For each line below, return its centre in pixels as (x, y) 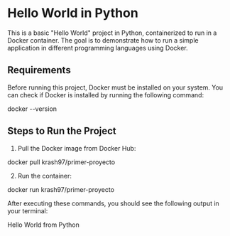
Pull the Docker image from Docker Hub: (77, 148)
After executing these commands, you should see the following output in (114, 203)
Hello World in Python (73, 13)
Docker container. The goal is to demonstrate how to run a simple (103, 40)
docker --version (32, 109)
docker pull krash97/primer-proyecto (61, 162)
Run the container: (45, 176)
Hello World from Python (43, 225)
